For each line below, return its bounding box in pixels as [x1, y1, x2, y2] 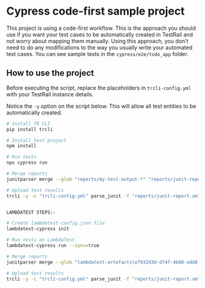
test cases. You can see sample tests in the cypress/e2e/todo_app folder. [6, 50, 189, 57]
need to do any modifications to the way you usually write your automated [6, 44, 193, 51]
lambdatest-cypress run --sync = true [6, 242, 99, 248]
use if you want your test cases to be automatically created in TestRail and [6, 30, 193, 38]
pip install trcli [6, 126, 53, 132]
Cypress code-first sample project [6, 4, 185, 18]
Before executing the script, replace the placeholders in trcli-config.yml [6, 84, 191, 91]
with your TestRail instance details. [6, 90, 94, 98]
